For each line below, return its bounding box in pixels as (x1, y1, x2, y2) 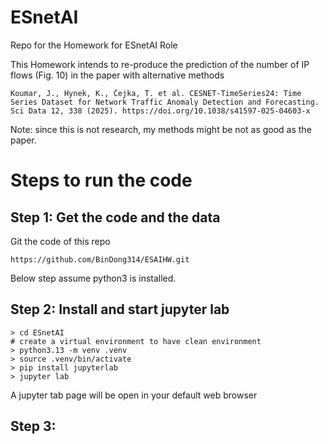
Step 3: (10, 418, 57, 435)
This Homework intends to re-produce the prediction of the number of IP (10, 58, 310, 70)
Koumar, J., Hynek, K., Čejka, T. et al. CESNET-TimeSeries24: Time (10, 88, 302, 98)
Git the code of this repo (10, 235, 111, 247)
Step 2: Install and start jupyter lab (10, 301, 230, 318)
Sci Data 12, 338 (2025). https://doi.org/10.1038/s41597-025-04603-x (10, 106, 311, 116)
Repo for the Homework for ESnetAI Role (10, 39, 178, 51)
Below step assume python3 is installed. (10, 272, 177, 284)
